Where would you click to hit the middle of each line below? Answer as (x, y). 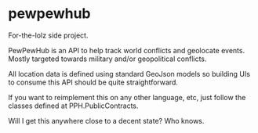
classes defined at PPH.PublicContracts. (73, 106)
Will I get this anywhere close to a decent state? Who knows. (106, 120)
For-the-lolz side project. (48, 35)
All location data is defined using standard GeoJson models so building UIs (129, 74)
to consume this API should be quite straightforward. (93, 82)
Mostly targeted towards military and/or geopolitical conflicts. (107, 59)
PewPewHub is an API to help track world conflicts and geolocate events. (127, 50)
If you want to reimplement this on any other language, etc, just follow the (127, 97)
